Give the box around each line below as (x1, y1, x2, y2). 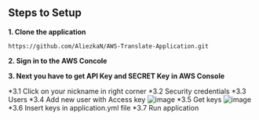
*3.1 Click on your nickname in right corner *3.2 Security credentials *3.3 (8, 86, 246, 96)
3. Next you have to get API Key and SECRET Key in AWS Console (8, 71, 225, 81)
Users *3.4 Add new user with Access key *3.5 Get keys (8, 94, 222, 104)
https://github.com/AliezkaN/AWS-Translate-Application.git (8, 42, 210, 50)
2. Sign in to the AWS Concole (8, 56, 108, 65)
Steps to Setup (8, 6, 82, 20)
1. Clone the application (8, 27, 86, 36)
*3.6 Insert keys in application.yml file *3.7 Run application (8, 103, 199, 112)
